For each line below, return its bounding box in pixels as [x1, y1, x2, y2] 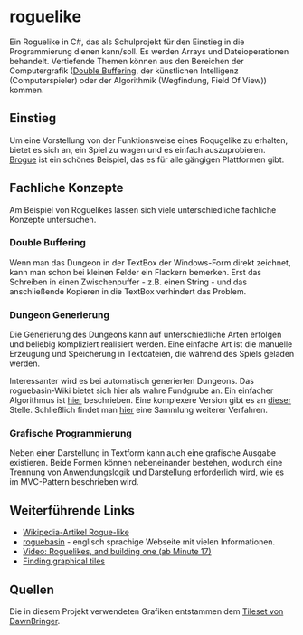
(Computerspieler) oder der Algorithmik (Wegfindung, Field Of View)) [9, 74, 267, 85]
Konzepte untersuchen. [9, 214, 97, 225]
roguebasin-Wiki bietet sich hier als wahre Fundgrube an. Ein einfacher [9, 385, 274, 396]
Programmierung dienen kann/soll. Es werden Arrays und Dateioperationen [9, 45, 289, 56]
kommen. [9, 84, 44, 95]
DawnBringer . [9, 616, 61, 627]
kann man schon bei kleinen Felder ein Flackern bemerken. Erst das [9, 266, 262, 277]
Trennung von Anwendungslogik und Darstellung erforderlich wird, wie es [9, 467, 285, 477]
